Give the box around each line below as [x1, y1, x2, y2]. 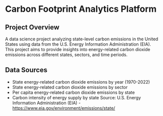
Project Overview [5, 23, 60, 31]
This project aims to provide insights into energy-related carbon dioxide [5, 47, 150, 52]
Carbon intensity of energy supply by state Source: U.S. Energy [12, 94, 141, 100]
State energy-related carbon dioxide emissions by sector [12, 84, 128, 90]
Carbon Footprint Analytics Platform [5, 3, 157, 15]
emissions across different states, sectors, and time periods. [5, 52, 128, 58]
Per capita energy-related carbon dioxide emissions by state [12, 89, 135, 95]
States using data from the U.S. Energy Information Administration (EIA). [5, 41, 151, 47]
